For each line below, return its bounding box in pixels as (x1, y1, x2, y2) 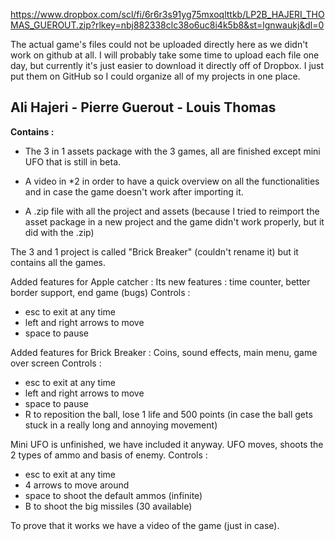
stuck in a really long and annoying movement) (24, 419, 218, 431)
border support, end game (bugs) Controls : (10, 286, 191, 298)
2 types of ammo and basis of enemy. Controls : (10, 449, 208, 461)
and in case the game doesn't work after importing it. (24, 185, 244, 198)
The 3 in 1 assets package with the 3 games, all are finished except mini (24, 145, 321, 157)
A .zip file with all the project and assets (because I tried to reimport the (24, 205, 320, 217)
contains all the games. (10, 256, 106, 268)
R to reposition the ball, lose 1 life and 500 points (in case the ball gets (24, 408, 313, 420)
